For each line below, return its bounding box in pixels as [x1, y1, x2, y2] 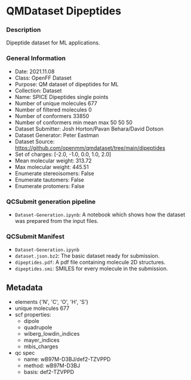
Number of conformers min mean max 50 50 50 [14, 119, 133, 126]
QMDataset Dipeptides [6, 4, 121, 18]
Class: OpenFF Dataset [14, 74, 72, 82]
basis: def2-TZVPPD [23, 369, 75, 376]
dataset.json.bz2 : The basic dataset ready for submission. [14, 252, 160, 260]
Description [6, 26, 41, 34]
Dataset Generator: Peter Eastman [14, 131, 100, 138]
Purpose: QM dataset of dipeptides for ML [14, 80, 119, 88]
